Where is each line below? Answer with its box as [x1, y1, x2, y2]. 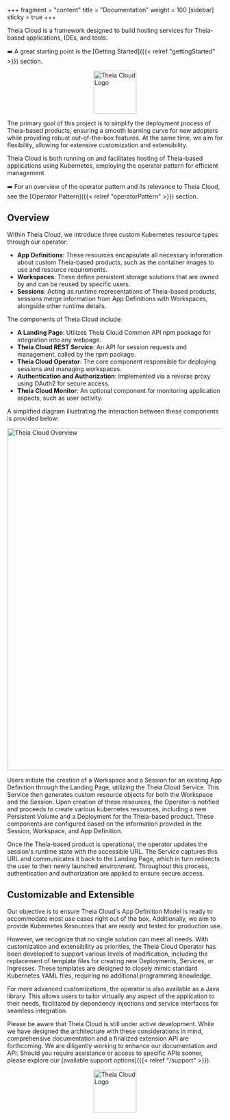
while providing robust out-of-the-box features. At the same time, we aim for [7, 133, 223, 142]
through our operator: [7, 238, 68, 246]
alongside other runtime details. [16, 301, 107, 310]
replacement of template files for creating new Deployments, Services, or [7, 956, 214, 965]
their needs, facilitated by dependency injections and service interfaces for [7, 999, 219, 1007]
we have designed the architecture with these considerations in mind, [7, 1027, 203, 1035]
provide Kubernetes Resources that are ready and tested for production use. [7, 921, 222, 930]
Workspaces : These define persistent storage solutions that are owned [16, 272, 219, 281]
